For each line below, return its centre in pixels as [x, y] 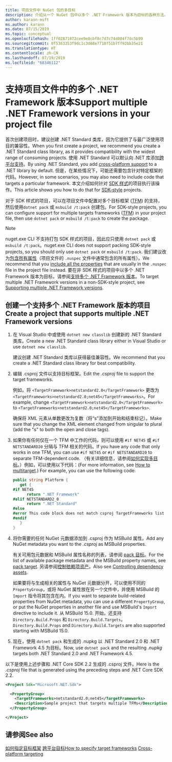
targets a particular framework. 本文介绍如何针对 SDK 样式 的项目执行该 [80, 183]
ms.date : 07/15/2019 [27, 29]
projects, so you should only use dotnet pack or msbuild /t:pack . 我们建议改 [86, 252]
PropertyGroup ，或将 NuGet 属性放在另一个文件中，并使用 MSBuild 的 [86, 589]
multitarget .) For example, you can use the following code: [74, 471]
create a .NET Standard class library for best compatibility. [74, 363]
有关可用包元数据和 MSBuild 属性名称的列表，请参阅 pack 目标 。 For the [88, 555]
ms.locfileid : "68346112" [33, 63]
